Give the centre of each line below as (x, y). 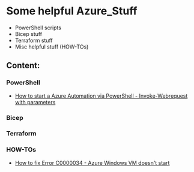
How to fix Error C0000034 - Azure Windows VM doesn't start (92, 162)
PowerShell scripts (38, 28)
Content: (23, 66)
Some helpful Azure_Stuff (72, 11)
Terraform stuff (34, 40)
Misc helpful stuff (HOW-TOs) (52, 47)
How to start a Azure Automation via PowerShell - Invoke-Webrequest (101, 96)
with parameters (35, 102)
